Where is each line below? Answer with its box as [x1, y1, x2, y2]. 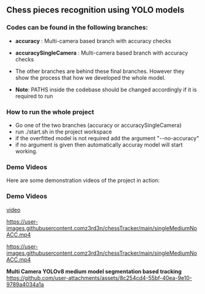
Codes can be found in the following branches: [6, 23, 148, 32]
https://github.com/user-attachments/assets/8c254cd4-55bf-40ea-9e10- [6, 274, 193, 281]
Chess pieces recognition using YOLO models [6, 5, 185, 15]
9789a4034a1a [6, 281, 44, 288]
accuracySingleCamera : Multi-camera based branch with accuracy [15, 49, 188, 56]
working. [15, 147, 38, 155]
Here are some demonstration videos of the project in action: [6, 177, 160, 184]
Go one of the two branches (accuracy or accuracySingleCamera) [15, 121, 182, 129]
